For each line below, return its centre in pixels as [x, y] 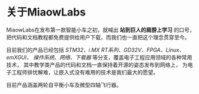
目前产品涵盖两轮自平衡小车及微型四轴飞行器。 [64, 84]
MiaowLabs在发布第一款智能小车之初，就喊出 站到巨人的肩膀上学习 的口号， [101, 30]
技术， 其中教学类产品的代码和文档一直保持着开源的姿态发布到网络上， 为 [97, 65]
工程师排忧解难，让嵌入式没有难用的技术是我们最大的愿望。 [85, 72]
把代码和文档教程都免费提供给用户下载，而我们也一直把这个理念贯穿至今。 [98, 37]
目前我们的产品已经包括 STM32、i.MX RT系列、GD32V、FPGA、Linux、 [95, 50]
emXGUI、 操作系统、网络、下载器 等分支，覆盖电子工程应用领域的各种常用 [99, 57]
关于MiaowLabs [46, 12]
